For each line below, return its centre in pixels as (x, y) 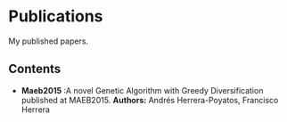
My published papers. (49, 41)
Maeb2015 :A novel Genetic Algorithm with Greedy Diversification (142, 90)
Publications (56, 16)
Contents (35, 69)
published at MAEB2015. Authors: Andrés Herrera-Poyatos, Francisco (150, 100)
